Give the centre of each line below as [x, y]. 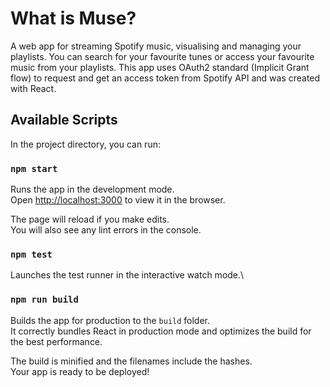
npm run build [44, 300]
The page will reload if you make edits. [90, 219]
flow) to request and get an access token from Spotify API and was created [165, 78]
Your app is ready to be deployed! [80, 371]
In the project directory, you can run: [85, 144]
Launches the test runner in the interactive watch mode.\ [127, 275]
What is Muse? [73, 18]
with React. [33, 88]
